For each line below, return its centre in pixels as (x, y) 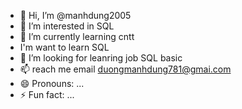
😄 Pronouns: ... (52, 83)
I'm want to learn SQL (64, 47)
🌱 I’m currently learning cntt (77, 36)
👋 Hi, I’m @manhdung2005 (75, 15)
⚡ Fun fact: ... (47, 94)
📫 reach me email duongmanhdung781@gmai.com (125, 69)
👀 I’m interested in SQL (67, 26)
